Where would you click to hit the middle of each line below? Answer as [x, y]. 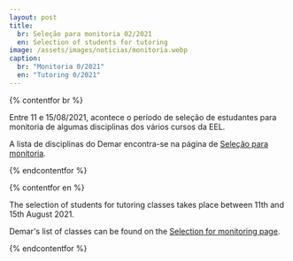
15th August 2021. [42, 214]
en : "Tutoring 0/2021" [59, 75]
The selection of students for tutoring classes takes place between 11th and [147, 204]
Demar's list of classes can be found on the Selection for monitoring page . [145, 231]
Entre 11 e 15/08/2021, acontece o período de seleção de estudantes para [143, 117]
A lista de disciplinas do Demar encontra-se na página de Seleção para [139, 143]
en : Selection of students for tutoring [93, 42]
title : [21, 26]
